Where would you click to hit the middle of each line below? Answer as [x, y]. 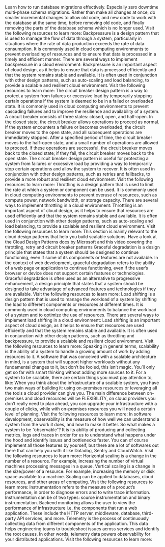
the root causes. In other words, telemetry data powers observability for [78, 534]
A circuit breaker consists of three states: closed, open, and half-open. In [79, 117]
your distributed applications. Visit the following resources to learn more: [79, 539]
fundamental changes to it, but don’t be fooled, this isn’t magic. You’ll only [80, 367]
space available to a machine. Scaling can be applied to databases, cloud [79, 477]
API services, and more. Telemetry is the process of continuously [83, 518]
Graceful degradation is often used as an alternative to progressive [73, 278]
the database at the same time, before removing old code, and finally [75, 23]
